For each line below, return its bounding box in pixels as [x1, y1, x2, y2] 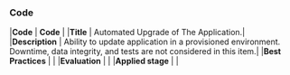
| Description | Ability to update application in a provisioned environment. [9, 36, 281, 47]
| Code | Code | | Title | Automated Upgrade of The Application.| [9, 27, 246, 38]
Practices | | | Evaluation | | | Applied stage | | [9, 56, 179, 67]
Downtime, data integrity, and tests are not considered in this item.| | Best [9, 46, 282, 57]
